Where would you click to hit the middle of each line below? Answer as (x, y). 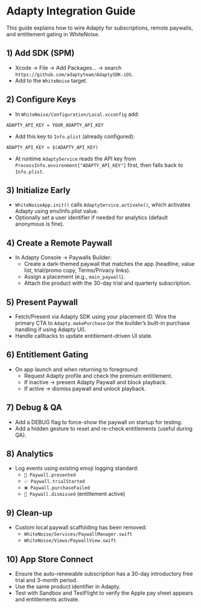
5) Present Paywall (42, 302)
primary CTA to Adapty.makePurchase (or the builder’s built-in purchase (102, 323)
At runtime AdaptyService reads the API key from (75, 159)
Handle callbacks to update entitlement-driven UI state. (84, 336)
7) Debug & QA (34, 407)
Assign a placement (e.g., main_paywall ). (74, 277)
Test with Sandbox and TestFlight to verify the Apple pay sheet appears (104, 593)
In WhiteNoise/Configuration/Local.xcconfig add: (77, 114)
